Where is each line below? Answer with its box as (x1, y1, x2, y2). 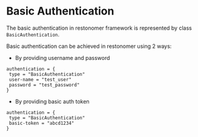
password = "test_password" (8, 82, 80, 88)
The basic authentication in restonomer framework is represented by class (6, 24, 192, 32)
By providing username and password (15, 54, 110, 61)
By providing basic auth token (15, 98, 90, 105)
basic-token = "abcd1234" (8, 120, 74, 126)
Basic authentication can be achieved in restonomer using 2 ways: (6, 42, 172, 50)
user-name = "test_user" (8, 76, 71, 82)
